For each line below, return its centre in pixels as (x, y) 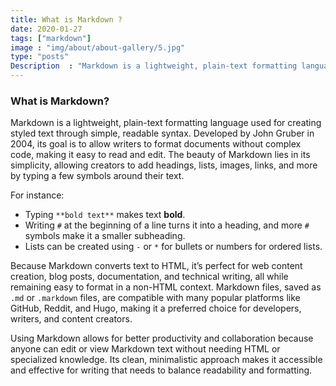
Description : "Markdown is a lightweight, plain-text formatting (154, 66)
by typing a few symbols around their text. (97, 176)
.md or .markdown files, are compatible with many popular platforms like (155, 298)
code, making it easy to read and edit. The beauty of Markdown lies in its (160, 155)
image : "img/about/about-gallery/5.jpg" (98, 47)
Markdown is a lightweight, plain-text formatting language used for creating (166, 123)
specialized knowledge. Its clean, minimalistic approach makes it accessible (166, 360)
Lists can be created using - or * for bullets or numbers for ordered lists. (173, 247)
